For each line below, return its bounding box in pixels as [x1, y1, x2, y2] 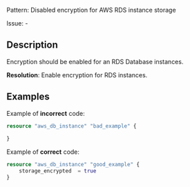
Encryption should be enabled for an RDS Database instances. [6, 57, 184, 66]
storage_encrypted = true [19, 168, 97, 175]
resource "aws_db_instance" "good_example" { [6, 161, 140, 168]
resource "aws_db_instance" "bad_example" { [6, 122, 137, 130]
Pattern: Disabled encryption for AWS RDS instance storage [6, 6, 177, 14]
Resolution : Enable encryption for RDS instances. [6, 70, 148, 79]
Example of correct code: [6, 148, 80, 156]
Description [6, 39, 58, 51]
